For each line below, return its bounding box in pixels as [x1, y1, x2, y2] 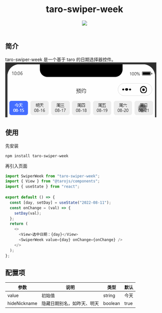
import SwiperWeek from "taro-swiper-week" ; [5, 173, 100, 178]
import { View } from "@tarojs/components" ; [5, 179, 100, 184]
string [103, 292, 116, 298]
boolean [103, 300, 120, 306]
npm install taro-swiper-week [5, 153, 69, 158]
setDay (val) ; [14, 211, 42, 216]
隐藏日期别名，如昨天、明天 [41, 300, 99, 306]
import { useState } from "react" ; [5, 184, 80, 190]
